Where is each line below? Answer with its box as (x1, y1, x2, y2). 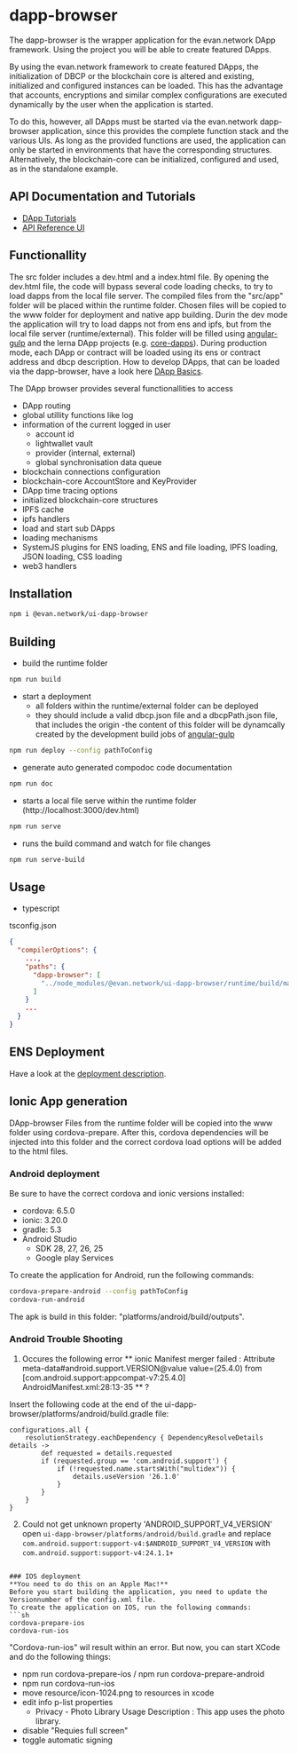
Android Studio (21, 1233, 77, 1244)
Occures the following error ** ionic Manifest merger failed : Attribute (21, 1353, 276, 1363)
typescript (21, 903, 60, 914)
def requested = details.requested (41, 1449, 173, 1458)
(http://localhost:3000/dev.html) (21, 804, 140, 815)
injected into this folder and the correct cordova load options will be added (9, 1136, 282, 1147)
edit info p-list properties (21, 1696, 114, 1707)
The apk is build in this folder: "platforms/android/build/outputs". (9, 1311, 245, 1322)
